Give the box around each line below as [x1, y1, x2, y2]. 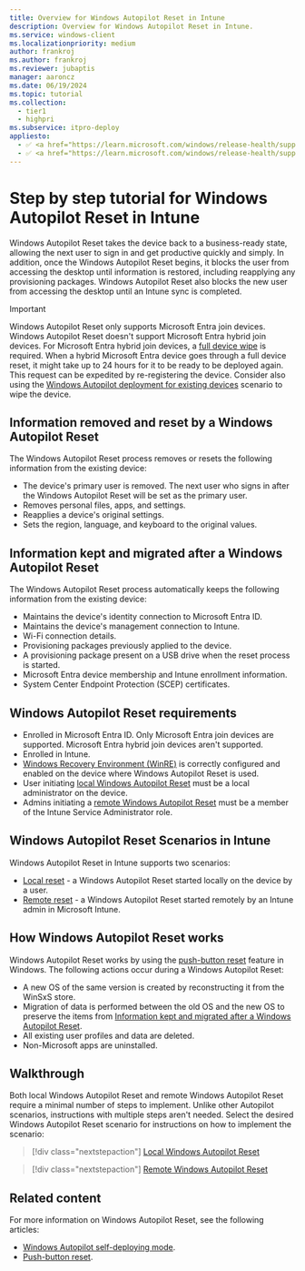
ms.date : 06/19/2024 [9, 81, 88, 90]
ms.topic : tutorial [9, 89, 84, 98]
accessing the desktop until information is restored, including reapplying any [9, 266, 296, 277]
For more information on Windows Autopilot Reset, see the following [9, 1215, 265, 1226]
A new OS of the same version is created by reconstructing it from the [22, 982, 285, 993]
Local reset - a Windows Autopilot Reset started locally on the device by [22, 874, 293, 885]
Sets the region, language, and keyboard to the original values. [22, 519, 258, 530]
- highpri [17, 115, 54, 124]
